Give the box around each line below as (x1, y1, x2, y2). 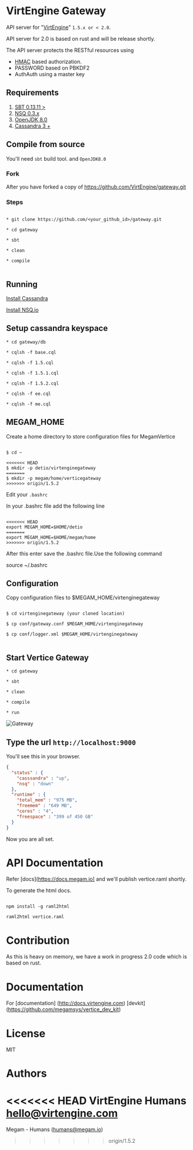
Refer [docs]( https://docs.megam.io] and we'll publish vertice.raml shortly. (6, 876, 187, 883)
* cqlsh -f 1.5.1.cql (6, 370, 59, 376)
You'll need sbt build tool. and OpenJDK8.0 (6, 155, 107, 162)
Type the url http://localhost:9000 (6, 737, 137, 747)
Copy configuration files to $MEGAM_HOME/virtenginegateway (6, 594, 160, 601)
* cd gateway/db (6, 339, 46, 345)
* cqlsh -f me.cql (6, 401, 51, 407)
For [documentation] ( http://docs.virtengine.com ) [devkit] (6, 1000, 145, 1007)
